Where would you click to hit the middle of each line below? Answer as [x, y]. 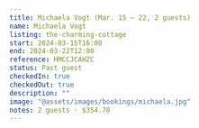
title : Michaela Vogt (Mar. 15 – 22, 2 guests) [100, 18]
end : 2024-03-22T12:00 [52, 51]
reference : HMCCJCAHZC [52, 59]
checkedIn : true [40, 77]
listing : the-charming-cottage [68, 34]
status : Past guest [46, 69]
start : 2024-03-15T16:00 [56, 43]
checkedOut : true [42, 85]
